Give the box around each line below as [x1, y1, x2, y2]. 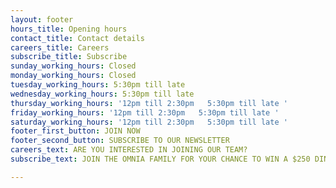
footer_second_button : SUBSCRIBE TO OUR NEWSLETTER [10, 136, 230, 146]
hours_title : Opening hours [10, 24, 128, 34]
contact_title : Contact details [10, 33, 145, 43]
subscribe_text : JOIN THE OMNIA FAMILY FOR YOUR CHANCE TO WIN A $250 [10, 154, 311, 164]
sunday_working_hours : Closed [10, 61, 137, 71]
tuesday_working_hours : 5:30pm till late [10, 80, 186, 90]
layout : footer [10, 14, 74, 25]
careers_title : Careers [10, 42, 110, 53]
